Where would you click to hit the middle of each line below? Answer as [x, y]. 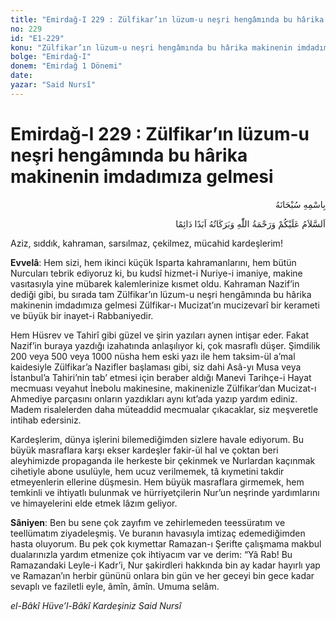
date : [21, 76]
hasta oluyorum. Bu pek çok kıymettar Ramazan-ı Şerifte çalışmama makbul [166, 543]
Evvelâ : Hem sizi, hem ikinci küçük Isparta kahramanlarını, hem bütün [153, 262]
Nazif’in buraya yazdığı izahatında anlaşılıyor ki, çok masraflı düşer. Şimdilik [165, 345]
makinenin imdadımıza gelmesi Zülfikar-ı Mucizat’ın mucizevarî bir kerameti [165, 305]
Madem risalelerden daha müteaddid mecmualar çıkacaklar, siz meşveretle [164, 409]
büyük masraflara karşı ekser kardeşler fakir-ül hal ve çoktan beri [144, 450]
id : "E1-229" [37, 38]
